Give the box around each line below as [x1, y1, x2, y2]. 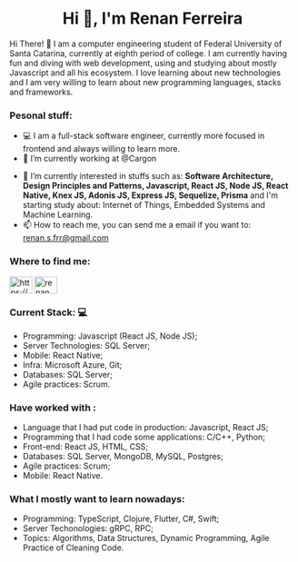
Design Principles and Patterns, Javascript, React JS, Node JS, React [22, 181, 289, 192]
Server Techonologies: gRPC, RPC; [22, 523, 154, 534]
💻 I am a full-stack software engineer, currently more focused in [22, 131, 265, 142]
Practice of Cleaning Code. [22, 542, 124, 553]
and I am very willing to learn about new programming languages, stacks [9, 76, 282, 87]
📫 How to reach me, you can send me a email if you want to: [22, 220, 252, 231]
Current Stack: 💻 [9, 306, 88, 319]
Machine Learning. [22, 209, 94, 221]
